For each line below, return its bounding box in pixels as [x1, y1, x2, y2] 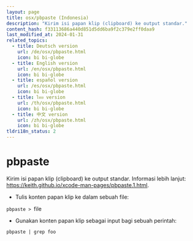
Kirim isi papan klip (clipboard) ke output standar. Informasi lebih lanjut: [6, 175, 186, 182]
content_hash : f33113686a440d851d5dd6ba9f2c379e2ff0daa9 [6, 26, 155, 32]
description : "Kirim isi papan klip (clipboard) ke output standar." [6, 20, 188, 26]
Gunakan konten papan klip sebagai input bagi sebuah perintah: [15, 217, 177, 224]
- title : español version [12, 77, 78, 83]
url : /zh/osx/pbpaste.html [17, 117, 86, 123]
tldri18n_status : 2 [6, 128, 56, 135]
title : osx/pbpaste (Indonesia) [6, 15, 89, 21]
